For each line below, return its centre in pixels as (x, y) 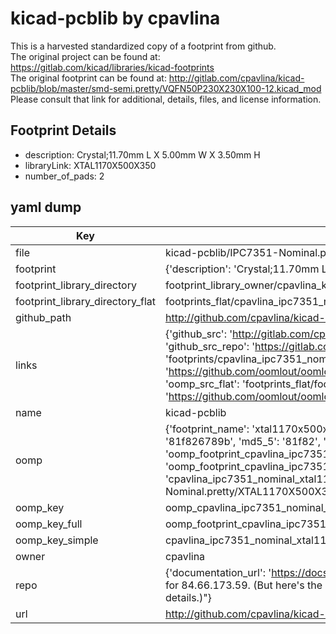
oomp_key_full (49, 524)
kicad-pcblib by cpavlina (115, 18)
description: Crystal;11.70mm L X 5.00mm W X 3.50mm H (142, 154)
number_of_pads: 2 (64, 176)
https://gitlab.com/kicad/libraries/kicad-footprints (112, 67)
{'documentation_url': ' (218, 572)
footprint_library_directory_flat (85, 301)
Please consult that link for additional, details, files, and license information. (166, 99)
